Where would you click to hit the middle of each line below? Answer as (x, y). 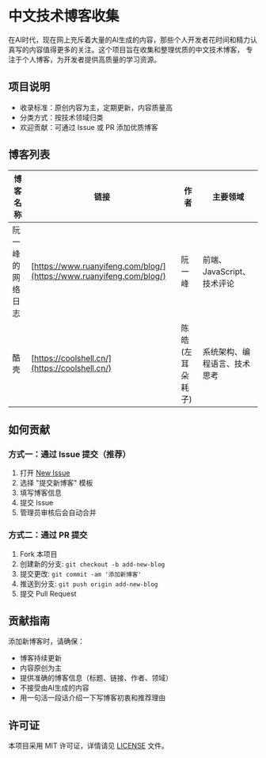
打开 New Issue (45, 473)
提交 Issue (36, 503)
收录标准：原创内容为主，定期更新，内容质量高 (96, 107)
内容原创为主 (40, 668)
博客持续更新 (40, 658)
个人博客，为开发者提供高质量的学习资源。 (91, 59)
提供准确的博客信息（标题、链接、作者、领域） (96, 678)
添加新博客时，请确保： (46, 642)
